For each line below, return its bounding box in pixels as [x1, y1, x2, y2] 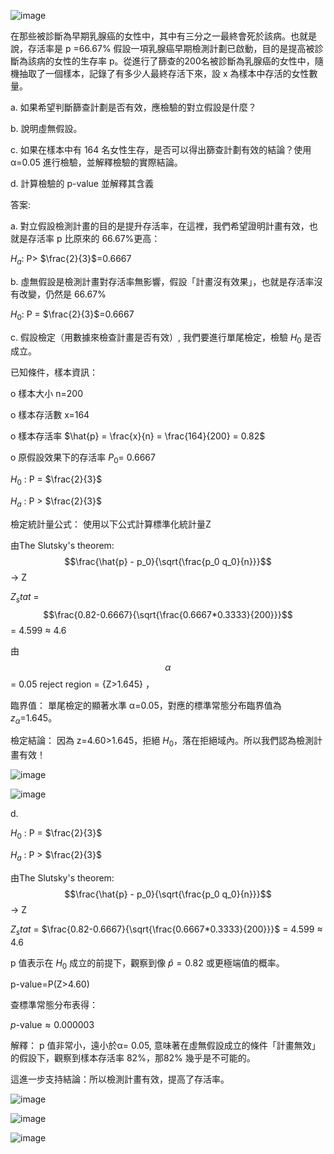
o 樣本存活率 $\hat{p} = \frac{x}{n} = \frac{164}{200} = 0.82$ [10, 430, 266, 442]
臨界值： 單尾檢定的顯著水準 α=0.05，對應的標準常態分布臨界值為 [10, 699, 282, 711]
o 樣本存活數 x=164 [10, 409, 90, 421]
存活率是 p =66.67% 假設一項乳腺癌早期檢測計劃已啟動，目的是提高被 [27, 43, 315, 54]
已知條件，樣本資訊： [10, 366, 98, 379]
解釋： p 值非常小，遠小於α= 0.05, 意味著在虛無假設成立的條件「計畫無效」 [10, 1040, 321, 1052]
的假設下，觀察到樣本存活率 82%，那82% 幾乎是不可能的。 [10, 1052, 256, 1064]
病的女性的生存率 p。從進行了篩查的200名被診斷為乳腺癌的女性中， [36, 55, 315, 67]
